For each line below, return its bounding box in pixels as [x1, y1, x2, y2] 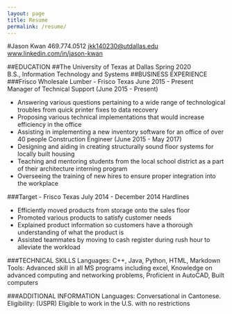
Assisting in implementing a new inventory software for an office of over [17, 128, 224, 136]
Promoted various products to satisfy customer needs [17, 213, 172, 222]
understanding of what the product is [17, 228, 124, 236]
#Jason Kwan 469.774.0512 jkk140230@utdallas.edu [7, 42, 158, 51]
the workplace [17, 180, 59, 188]
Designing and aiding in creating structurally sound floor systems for [17, 143, 214, 151]
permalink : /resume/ [7, 23, 67, 30]
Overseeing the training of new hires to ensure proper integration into [17, 172, 217, 180]
